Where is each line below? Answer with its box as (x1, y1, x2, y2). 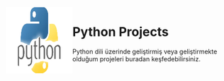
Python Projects (72, 24, 169, 40)
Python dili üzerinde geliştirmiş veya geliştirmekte (72, 47, 218, 56)
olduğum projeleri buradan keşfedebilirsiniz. (72, 54, 201, 63)
